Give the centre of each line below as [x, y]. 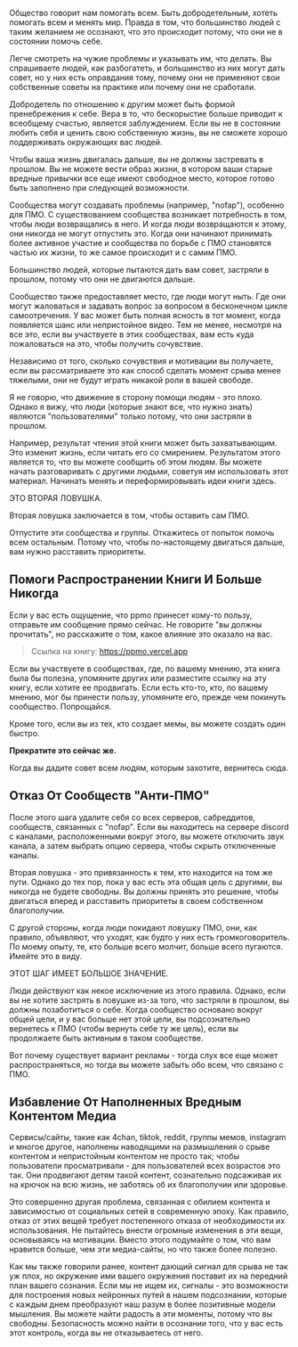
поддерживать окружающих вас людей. [86, 142]
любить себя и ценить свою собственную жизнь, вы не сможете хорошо [149, 132]
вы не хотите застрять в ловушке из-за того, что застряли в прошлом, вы [149, 1000]
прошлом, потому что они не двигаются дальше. [102, 279]
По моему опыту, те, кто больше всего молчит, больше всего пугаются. [146, 946]
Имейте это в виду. [46, 956]
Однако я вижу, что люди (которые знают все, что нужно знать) [131, 407]
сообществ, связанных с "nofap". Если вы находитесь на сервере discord [149, 826]
